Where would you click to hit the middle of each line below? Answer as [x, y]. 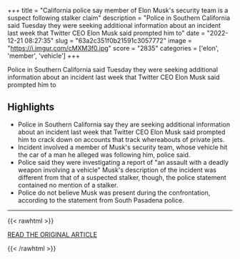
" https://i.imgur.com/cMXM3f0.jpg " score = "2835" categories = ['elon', [113, 48]
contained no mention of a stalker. [68, 185]
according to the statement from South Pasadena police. [101, 200]
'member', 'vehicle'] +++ [44, 56]
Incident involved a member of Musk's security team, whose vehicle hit [122, 147]
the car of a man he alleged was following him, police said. [104, 154]
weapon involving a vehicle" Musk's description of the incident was [117, 170]
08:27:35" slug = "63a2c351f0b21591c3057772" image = [109, 41]
